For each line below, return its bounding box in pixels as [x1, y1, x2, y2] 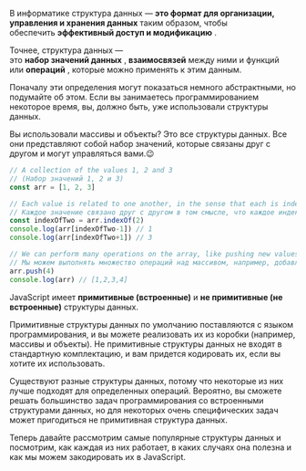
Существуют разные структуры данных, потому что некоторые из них [9, 375, 284, 386]
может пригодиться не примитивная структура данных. [9, 414, 228, 425]
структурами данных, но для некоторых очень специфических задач [9, 404, 280, 415]
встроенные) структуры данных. [9, 301, 139, 312]
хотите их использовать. [9, 358, 106, 369]
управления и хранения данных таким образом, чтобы [9, 17, 228, 28]
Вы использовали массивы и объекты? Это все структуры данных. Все [9, 129, 288, 140]
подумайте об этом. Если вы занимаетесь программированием [9, 91, 260, 102]
